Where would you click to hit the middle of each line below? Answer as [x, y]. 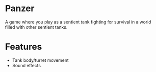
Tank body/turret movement [40, 60]
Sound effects [26, 65]
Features [24, 47]
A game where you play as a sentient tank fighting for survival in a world [78, 22]
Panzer [20, 9]
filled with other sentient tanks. [36, 27]
